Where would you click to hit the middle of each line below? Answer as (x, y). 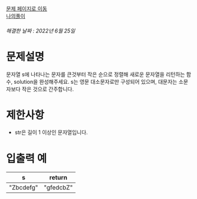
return (58, 178)
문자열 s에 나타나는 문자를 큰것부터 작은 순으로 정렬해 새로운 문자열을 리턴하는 (96, 74)
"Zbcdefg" (24, 188)
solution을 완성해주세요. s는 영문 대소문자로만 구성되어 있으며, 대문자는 (96, 81)
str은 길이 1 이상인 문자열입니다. (51, 132)
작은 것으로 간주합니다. (48, 89)
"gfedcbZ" (58, 188)
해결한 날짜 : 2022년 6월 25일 (41, 31)
